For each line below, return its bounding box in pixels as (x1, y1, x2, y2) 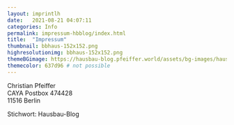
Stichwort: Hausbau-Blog (7, 110, 80, 118)
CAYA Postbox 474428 (7, 89, 73, 97)
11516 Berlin (7, 96, 40, 105)
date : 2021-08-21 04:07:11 (7, 17, 92, 24)
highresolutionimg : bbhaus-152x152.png (7, 50, 123, 57)
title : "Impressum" (7, 36, 68, 43)
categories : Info (7, 23, 58, 30)
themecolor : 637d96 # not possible (7, 62, 111, 69)
